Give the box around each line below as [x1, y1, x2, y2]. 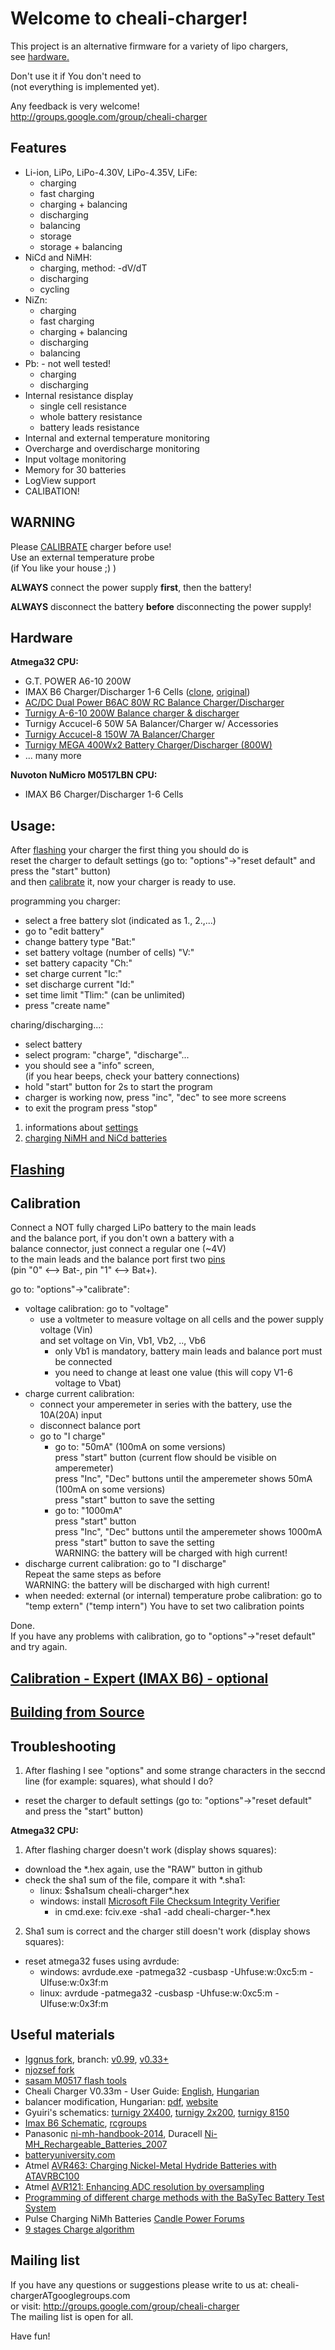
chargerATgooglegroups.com [10, 2289, 131, 2301]
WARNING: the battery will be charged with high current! [54, 1547, 288, 1559]
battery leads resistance [39, 421, 140, 433]
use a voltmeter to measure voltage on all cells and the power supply [39, 1313, 324, 1326]
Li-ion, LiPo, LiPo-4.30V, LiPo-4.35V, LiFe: [24, 166, 198, 178]
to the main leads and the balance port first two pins [10, 1253, 226, 1266]
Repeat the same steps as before [24, 1568, 162, 1581]
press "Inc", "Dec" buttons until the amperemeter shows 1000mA [54, 1526, 323, 1538]
